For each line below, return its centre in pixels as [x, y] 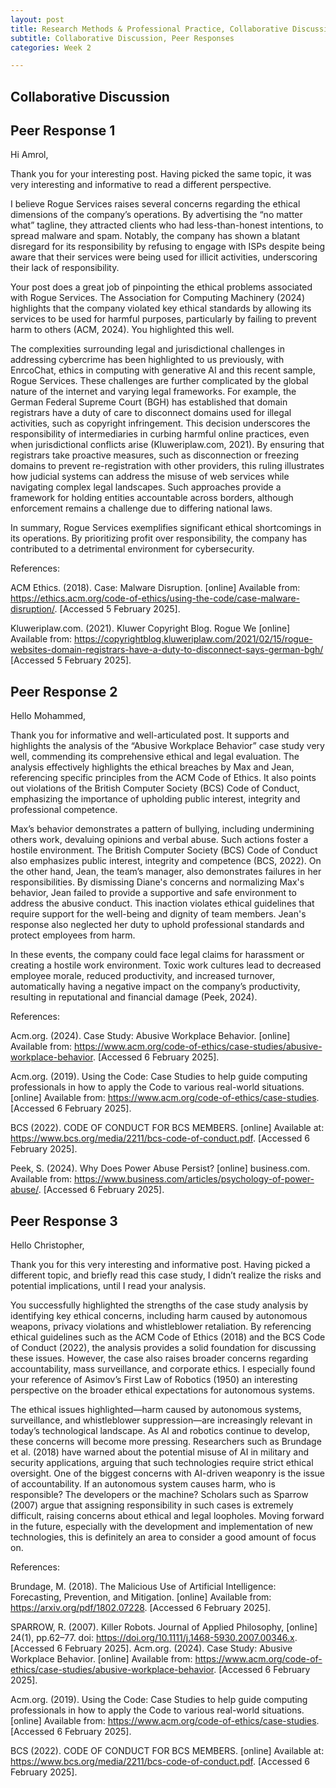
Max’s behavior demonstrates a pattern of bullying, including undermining [162, 829]
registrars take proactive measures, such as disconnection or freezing [155, 455]
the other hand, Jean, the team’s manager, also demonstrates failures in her [166, 872]
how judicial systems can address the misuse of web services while [150, 477]
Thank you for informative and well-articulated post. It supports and [150, 735]
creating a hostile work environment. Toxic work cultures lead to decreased [166, 965]
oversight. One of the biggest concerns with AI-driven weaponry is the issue [168, 1473]
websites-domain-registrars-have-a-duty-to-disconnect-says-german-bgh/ [167, 650]
